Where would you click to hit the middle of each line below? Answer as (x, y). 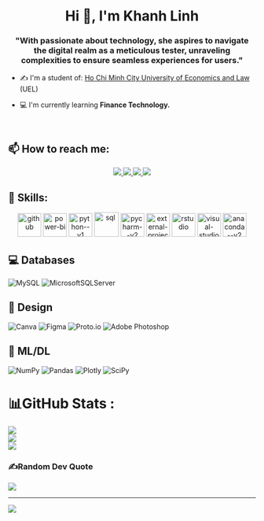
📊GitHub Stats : (62, 403)
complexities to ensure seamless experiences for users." (132, 61)
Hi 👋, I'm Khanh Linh (132, 16)
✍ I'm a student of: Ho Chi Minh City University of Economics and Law (134, 78)
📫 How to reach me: (59, 149)
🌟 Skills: (28, 197)
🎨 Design (31, 307)
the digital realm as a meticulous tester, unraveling (132, 50)
